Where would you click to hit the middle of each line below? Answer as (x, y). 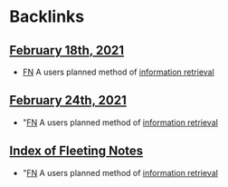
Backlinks (47, 17)
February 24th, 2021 (68, 100)
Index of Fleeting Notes (76, 151)
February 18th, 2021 (67, 50)
